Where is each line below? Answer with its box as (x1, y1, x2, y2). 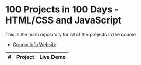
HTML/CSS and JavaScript (5, 14, 122, 26)
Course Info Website (12, 41, 57, 47)
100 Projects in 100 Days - (5, 4, 119, 15)
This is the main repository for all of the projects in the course (5, 31, 136, 37)
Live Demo (39, 53, 66, 60)
